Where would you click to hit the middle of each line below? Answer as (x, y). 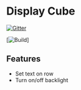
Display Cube (41, 11)
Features (23, 59)
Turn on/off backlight (42, 80)
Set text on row (34, 74)
